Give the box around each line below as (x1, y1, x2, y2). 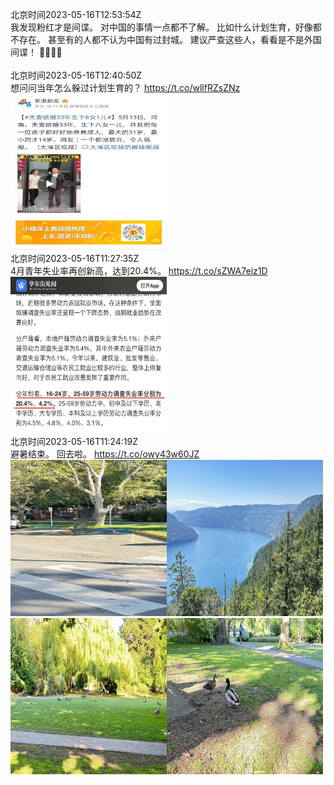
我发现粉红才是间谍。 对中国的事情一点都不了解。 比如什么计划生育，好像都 (10, 21, 322, 33)
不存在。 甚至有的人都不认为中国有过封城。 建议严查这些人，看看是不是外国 (10, 34, 322, 45)
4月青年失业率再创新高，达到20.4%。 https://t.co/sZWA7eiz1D (10, 265, 268, 277)
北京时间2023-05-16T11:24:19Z (10, 436, 138, 447)
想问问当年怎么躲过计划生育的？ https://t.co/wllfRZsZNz (10, 82, 241, 93)
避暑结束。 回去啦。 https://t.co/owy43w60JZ (10, 448, 200, 460)
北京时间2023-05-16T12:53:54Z (10, 9, 142, 20)
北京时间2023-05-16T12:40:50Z (10, 69, 143, 81)
